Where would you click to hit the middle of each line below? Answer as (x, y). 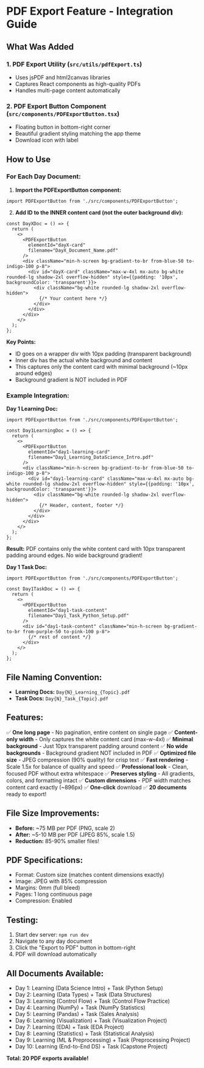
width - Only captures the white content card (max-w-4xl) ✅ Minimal (106, 739)
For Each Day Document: (44, 176)
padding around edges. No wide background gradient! (75, 555)
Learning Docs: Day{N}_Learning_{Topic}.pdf (72, 692)
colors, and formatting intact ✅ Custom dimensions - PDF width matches (99, 780)
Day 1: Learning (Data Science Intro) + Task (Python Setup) (89, 988)
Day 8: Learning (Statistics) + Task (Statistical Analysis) (85, 1034)
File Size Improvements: (53, 813)
